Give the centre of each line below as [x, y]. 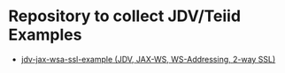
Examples [45, 35]
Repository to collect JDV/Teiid [124, 16]
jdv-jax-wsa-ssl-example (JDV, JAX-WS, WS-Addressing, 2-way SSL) [148, 59]
